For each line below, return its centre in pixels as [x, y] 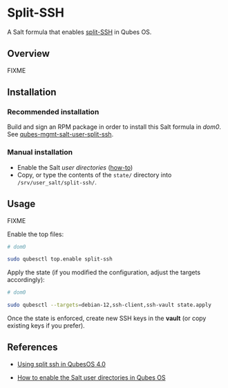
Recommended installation [53, 112]
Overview [29, 54]
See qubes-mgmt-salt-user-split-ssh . [60, 134]
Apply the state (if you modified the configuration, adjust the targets [104, 272]
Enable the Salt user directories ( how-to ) [75, 167]
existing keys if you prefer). [46, 326]
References [32, 347]
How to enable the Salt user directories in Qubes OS [91, 377]
